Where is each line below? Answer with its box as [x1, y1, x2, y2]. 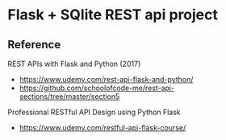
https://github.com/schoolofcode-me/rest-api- [19, 83, 175, 93]
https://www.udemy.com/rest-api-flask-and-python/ [19, 75, 194, 84]
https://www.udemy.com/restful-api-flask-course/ [19, 123, 186, 132]
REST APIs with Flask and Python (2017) [7, 59, 141, 68]
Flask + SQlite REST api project [7, 6, 219, 24]
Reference [7, 38, 61, 51]
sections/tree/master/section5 [19, 92, 120, 101]
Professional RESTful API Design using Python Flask [7, 107, 181, 117]
